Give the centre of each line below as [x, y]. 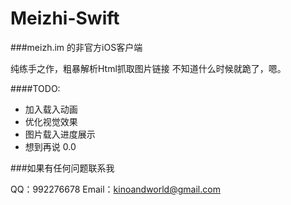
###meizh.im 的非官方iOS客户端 [76, 47]
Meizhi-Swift [65, 18]
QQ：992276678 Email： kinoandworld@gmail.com [115, 189]
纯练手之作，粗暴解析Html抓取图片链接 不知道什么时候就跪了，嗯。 [148, 68]
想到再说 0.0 [50, 146]
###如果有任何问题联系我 [62, 168]
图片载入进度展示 [60, 134]
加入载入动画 [51, 109]
